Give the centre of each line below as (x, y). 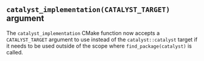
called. (15, 52)
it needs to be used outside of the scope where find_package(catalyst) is (99, 46)
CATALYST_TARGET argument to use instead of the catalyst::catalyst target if (102, 39)
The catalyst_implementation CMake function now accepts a (83, 33)
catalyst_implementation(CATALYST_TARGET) (88, 10)
